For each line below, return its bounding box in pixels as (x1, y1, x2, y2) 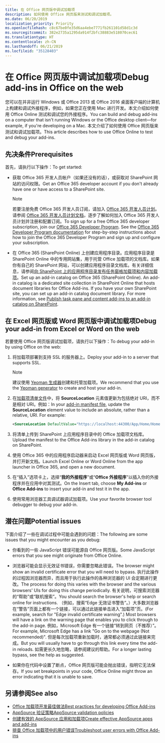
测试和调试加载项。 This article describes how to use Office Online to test (5, 129, 153, 135)
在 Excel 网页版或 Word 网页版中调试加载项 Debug (5, 316, 157, 325)
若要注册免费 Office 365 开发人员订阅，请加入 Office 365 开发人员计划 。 (12, 206, 160, 212)
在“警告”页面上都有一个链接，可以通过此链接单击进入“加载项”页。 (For (12, 606, 154, 612)
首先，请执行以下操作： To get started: (5, 164, 83, 170)
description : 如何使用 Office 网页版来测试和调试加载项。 (5, 12, 114, 17)
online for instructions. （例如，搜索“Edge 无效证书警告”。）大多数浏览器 (12, 599, 159, 605)
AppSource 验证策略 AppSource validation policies (12, 709, 114, 715)
